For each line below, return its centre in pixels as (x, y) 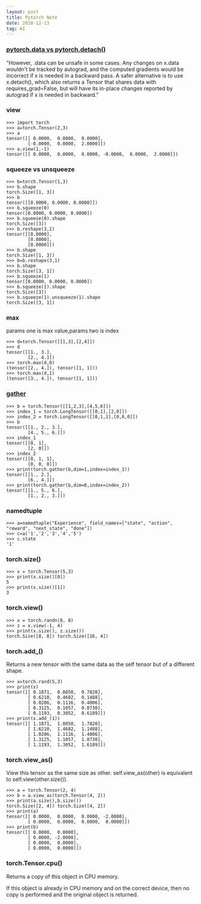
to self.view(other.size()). (37, 780)
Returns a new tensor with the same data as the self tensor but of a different (100, 664)
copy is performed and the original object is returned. (72, 894)
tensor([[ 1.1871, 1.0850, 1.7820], (55, 724)
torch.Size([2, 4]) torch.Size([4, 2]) (56, 806)
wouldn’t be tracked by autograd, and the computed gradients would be (95, 69)
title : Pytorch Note (32, 17)
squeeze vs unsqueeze (40, 169)
